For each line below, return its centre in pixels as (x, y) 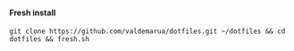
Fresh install (33, 13)
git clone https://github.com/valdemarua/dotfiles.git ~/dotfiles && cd (147, 31)
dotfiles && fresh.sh (50, 39)
